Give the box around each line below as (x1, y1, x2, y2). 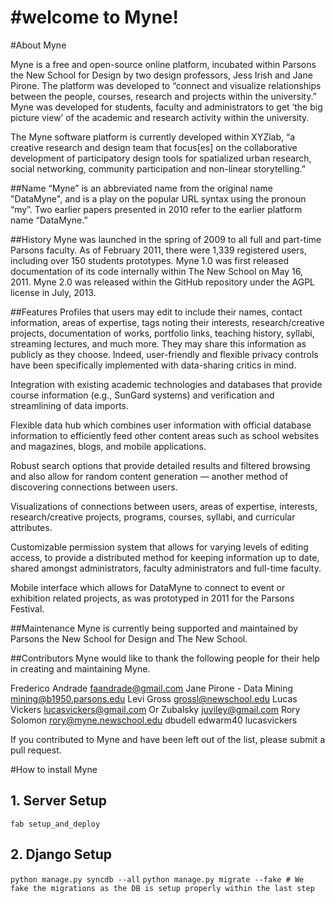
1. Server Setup (10, 792, 108, 810)
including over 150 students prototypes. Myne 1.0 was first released (10, 254, 289, 266)
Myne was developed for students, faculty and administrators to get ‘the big (10, 101, 323, 113)
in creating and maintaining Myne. (10, 662, 151, 675)
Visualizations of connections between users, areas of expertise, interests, (10, 500, 318, 512)
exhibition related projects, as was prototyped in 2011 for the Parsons (10, 592, 295, 604)
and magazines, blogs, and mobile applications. (10, 440, 207, 452)
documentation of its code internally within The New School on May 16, (10, 265, 303, 277)
